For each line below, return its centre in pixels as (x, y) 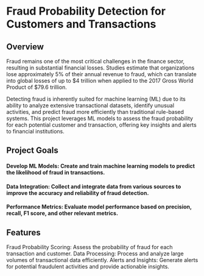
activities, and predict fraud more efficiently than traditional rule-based (95, 112)
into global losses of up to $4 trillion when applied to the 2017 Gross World (100, 81)
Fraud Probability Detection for (86, 11)
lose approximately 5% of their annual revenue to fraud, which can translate (101, 74)
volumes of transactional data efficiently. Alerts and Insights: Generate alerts (102, 260)
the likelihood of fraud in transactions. (56, 172)
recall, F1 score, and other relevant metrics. (62, 213)
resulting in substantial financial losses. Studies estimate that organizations (100, 68)
